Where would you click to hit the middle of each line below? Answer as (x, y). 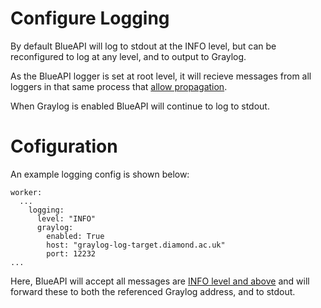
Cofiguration (64, 146)
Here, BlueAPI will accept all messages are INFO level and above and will (160, 281)
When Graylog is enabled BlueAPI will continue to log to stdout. (140, 106)
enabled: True (75, 236)
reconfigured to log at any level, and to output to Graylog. (128, 56)
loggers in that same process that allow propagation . (119, 86)
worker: (26, 192)
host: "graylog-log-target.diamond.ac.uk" (136, 245)
